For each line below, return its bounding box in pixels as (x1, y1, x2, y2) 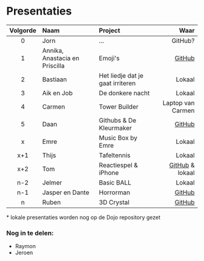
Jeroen (15, 249, 33, 256)
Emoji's (99, 53, 120, 62)
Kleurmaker (99, 123, 132, 132)
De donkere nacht (99, 89, 150, 97)
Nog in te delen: (6, 229, 54, 237)
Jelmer (42, 178, 63, 186)
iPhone (99, 168, 120, 177)
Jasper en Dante (42, 188, 90, 197)
